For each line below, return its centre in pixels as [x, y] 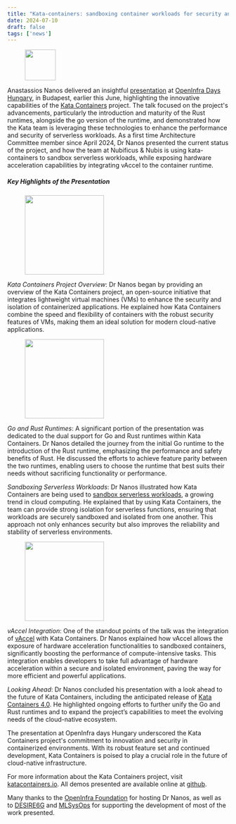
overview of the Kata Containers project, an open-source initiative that [109, 292]
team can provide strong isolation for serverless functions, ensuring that [112, 510]
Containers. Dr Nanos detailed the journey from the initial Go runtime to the [116, 444]
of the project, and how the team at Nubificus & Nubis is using [97, 150]
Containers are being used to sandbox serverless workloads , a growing [111, 494]
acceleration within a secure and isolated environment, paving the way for [114, 668]
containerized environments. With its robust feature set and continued [109, 748]
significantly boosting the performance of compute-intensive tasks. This [112, 654]
